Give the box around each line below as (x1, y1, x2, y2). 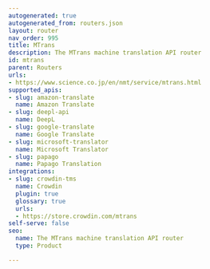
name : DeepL (15, 116, 56, 124)
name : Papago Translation (15, 160, 102, 168)
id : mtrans (8, 57, 45, 65)
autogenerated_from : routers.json (8, 19, 124, 27)
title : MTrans (8, 42, 56, 49)
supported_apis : (8, 85, 62, 94)
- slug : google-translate (8, 123, 94, 131)
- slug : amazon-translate (8, 93, 94, 101)
